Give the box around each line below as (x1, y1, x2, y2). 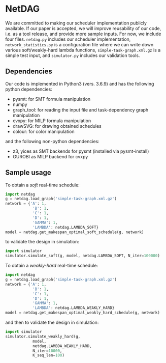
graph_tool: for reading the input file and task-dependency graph (12, 106, 149, 113)
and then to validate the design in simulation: (5, 319, 99, 326)
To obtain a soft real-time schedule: (5, 182, 80, 188)
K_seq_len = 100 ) (32, 353, 65, 358)
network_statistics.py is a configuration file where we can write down (5, 41, 154, 47)
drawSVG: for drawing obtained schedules (12, 123, 102, 129)
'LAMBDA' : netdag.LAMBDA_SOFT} (32, 225, 99, 230)
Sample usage (5, 169, 52, 177)
